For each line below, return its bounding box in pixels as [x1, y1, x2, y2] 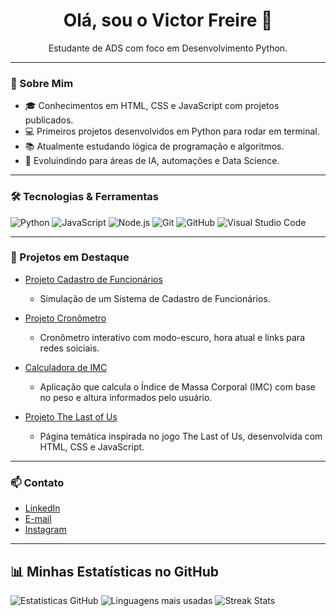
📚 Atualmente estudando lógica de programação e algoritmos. [24, 140, 285, 153]
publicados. [24, 114, 74, 126]
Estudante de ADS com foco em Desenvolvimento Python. [48, 42, 288, 54]
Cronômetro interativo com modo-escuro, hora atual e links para [39, 331, 305, 343]
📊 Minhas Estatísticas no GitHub [10, 563, 220, 580]
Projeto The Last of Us [24, 410, 118, 423]
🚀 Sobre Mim [10, 76, 74, 90]
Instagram [24, 524, 67, 536]
